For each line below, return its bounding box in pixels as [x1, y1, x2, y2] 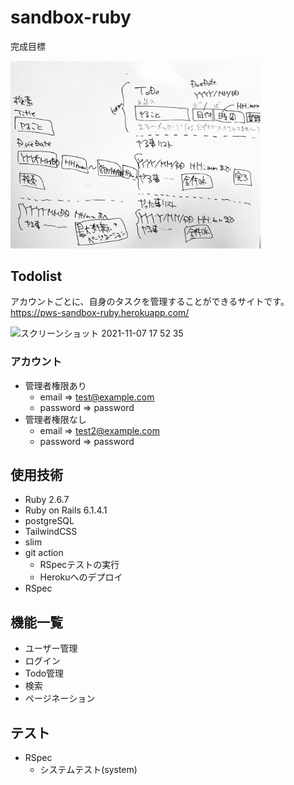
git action [24, 547, 64, 559]
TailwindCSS [24, 526, 78, 538]
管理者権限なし [24, 413, 87, 425]
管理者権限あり [24, 379, 87, 391]
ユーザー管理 [24, 642, 78, 655]
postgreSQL [24, 515, 75, 527]
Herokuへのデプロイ [39, 571, 123, 583]
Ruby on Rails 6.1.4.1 [24, 504, 108, 516]
